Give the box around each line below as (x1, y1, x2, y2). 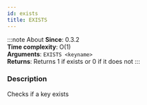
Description (7, 74, 47, 84)
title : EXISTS (7, 16, 48, 23)
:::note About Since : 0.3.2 (7, 35, 80, 43)
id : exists (7, 10, 38, 17)
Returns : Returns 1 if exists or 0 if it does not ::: (7, 57, 141, 65)
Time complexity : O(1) (7, 43, 71, 51)
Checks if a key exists (7, 90, 69, 98)
